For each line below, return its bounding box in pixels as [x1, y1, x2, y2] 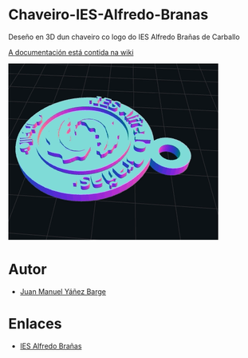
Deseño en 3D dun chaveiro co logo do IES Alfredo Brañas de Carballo [8, 32, 241, 42]
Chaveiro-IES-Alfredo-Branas [8, 6, 209, 24]
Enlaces [8, 315, 62, 333]
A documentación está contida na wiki [8, 47, 134, 57]
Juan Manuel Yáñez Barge [19, 286, 106, 296]
